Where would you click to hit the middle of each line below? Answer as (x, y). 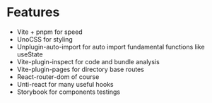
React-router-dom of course (58, 77)
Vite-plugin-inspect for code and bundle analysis (88, 61)
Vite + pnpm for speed (49, 32)
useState (30, 54)
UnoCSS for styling (45, 39)
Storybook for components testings (69, 92)
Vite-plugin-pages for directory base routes (80, 69)
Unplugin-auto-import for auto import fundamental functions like (111, 47)
